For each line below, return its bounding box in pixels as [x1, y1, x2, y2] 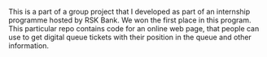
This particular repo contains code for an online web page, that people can [8, 24, 260, 33]
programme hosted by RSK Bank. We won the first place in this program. [8, 15, 252, 25]
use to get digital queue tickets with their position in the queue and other [8, 32, 252, 42]
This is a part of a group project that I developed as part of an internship [8, 7, 251, 16]
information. [8, 41, 50, 51]
